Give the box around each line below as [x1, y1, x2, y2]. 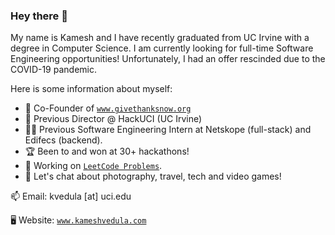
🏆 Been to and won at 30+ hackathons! [24, 145, 190, 158]
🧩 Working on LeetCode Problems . [24, 160, 163, 172]
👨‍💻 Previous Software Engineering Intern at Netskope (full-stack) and [24, 124, 312, 136]
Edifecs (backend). [24, 134, 103, 146]
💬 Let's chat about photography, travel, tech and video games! [24, 170, 282, 183]
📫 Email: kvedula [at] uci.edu [10, 190, 132, 203]
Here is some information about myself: [10, 83, 173, 95]
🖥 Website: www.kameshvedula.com [10, 214, 147, 226]
